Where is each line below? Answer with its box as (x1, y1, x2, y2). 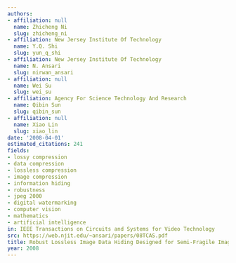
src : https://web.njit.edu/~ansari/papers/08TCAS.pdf (7, 232, 169, 239)
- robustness (7, 187, 46, 194)
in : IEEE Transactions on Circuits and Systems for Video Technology (7, 225, 216, 232)
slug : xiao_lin (13, 128, 58, 135)
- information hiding (7, 180, 71, 187)
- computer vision (7, 206, 61, 213)
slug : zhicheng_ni (13, 29, 68, 37)
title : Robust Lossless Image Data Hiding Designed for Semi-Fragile (7, 238, 216, 245)
